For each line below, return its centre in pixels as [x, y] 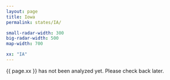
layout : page [22, 11]
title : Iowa [21, 17]
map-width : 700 [25, 44]
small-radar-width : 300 [35, 33]
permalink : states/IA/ [34, 22]
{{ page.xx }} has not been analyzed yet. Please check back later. [85, 71]
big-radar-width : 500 [33, 39]
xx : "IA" [17, 54]
